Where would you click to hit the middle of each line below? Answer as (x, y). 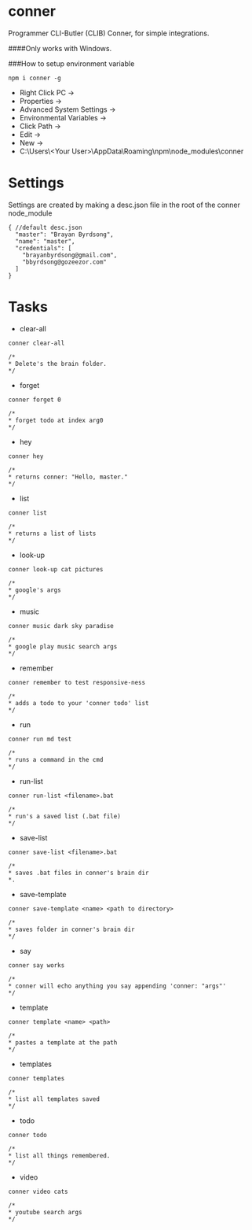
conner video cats (38, 1191)
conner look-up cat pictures (56, 569)
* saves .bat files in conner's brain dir (79, 873)
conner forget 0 (35, 400)
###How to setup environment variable (71, 63)
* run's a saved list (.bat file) (65, 816)
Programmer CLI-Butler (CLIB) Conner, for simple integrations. (109, 33)
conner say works (37, 965)
